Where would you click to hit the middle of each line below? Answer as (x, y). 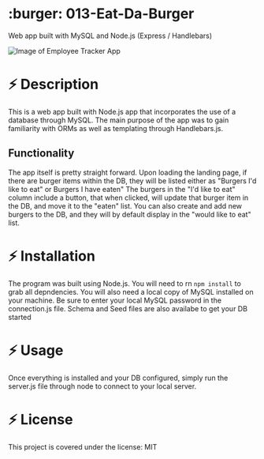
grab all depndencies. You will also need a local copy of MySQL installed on (131, 292)
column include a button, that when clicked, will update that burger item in (128, 198)
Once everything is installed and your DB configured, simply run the (118, 378)
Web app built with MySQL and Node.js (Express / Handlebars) (110, 36)
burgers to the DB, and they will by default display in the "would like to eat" (130, 214)
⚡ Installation (52, 256)
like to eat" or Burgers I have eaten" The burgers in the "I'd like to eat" (122, 189)
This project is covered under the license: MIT (83, 446)
